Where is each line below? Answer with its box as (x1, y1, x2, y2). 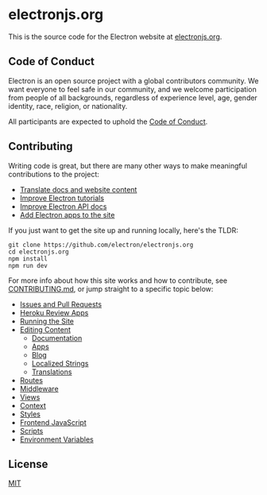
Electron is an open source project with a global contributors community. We (8, 75, 259, 85)
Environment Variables (19, 435, 94, 444)
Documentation (31, 333, 83, 342)
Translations (31, 367, 72, 377)
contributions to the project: (8, 169, 99, 179)
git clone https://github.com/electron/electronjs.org (8, 241, 194, 249)
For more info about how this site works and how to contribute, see (8, 276, 228, 285)
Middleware (19, 384, 59, 393)
